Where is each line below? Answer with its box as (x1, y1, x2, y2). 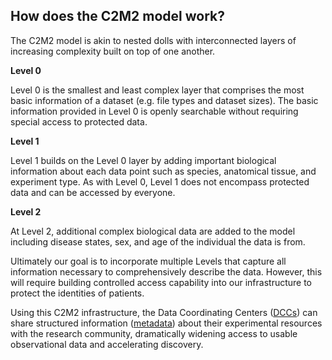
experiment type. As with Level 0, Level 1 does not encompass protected (10, 175, 310, 188)
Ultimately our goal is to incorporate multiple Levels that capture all (10, 255, 287, 267)
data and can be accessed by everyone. (10, 186, 176, 198)
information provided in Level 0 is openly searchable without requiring (10, 105, 299, 117)
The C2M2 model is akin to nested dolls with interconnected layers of (10, 34, 297, 46)
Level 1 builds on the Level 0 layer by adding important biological (10, 154, 277, 166)
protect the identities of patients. (10, 287, 145, 299)
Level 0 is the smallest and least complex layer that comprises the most (10, 84, 305, 96)
